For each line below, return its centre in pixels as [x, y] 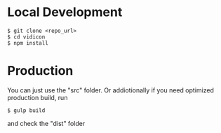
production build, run [38, 97]
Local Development [65, 12]
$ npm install [28, 43]
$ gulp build [26, 110]
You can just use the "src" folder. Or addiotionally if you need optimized [110, 90]
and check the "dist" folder [46, 123]
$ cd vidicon [26, 37]
